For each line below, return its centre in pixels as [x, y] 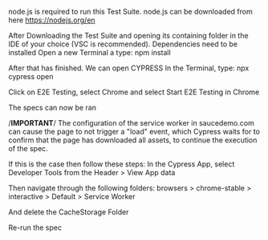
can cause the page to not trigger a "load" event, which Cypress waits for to [134, 132]
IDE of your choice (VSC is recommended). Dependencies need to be [123, 44]
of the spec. [28, 148]
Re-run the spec [35, 228]
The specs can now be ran [52, 108]
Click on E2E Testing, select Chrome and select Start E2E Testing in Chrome [134, 92]
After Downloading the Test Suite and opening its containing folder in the [128, 36]
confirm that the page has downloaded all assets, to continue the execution [133, 140]
